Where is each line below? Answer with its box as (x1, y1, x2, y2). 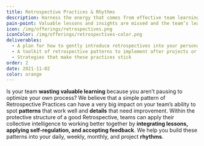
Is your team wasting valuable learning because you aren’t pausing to (6, 88, 183, 95)
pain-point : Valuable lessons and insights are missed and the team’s (6, 20, 189, 26)
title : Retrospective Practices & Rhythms (6, 9, 115, 15)
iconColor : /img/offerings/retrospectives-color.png (6, 32, 143, 38)
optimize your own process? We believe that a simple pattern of (6, 94, 166, 102)
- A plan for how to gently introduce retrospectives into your (12, 43, 178, 49)
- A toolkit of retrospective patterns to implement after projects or (12, 49, 197, 55)
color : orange (6, 71, 42, 77)
